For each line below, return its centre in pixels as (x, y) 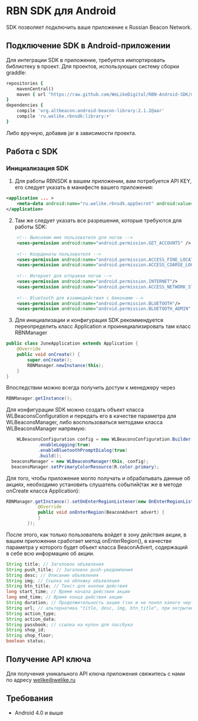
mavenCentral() (35, 89)
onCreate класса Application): (43, 490)
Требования (29, 698)
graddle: (16, 73)
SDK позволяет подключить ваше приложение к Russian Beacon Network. (99, 27)
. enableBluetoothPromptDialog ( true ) (82, 450)
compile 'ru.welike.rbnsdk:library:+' (64, 116)
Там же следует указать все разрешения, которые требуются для (98, 221)
